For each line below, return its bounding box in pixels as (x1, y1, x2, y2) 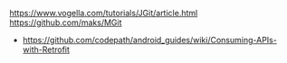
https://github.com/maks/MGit (9, 17, 122, 28)
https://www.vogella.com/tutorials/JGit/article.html (9, 8, 198, 18)
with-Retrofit (22, 44, 71, 55)
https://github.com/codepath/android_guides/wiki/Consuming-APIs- (22, 35, 278, 45)
